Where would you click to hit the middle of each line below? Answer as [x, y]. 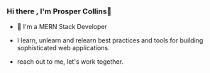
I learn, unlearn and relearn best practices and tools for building [110, 40]
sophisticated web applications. [63, 48]
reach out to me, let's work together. [70, 62]
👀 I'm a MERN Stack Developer [62, 27]
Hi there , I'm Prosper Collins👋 [59, 11]
